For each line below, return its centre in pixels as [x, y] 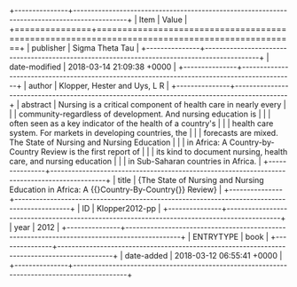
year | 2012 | [37, 227]
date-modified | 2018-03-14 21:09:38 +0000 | [93, 67]
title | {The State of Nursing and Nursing [191, 180]
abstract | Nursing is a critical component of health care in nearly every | [153, 104]
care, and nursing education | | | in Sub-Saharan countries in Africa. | [135, 161]
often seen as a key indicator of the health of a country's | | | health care [141, 124]
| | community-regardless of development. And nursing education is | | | [140, 114]
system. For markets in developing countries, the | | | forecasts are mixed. [144, 133]
